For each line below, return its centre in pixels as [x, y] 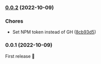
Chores [14, 21]
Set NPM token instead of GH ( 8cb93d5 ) [54, 32]
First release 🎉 [20, 56]
